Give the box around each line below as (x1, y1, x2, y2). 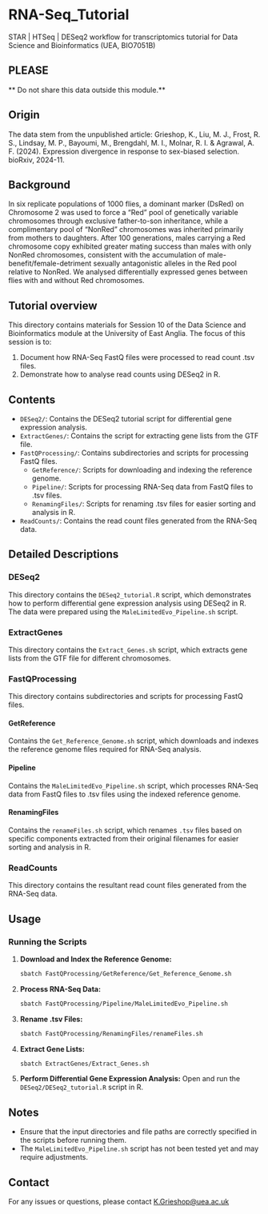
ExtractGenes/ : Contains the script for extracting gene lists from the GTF (19, 431, 259, 441)
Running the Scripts (8, 936, 87, 947)
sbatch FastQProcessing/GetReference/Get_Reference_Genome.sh (19, 969, 232, 977)
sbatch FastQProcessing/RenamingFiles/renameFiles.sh (19, 1029, 203, 1037)
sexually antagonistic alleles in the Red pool (93, 258, 238, 269)
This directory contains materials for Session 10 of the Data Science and (8, 320, 246, 329)
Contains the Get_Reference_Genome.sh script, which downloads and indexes (8, 736, 259, 745)
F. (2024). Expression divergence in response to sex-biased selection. (8, 146, 240, 156)
